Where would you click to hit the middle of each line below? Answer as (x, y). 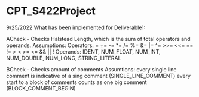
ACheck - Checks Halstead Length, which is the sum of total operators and (98, 39)
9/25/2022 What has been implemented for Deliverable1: (76, 27)
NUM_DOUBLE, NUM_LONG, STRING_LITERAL (64, 58)
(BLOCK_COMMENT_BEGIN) (41, 88)
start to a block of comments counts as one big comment (77, 82)
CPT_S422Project (51, 11)
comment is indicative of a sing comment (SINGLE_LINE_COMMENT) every (99, 76)
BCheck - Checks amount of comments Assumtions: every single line (91, 69)
